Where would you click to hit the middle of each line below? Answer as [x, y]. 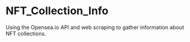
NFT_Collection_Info [57, 11]
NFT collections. [26, 33]
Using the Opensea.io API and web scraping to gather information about [95, 27]
